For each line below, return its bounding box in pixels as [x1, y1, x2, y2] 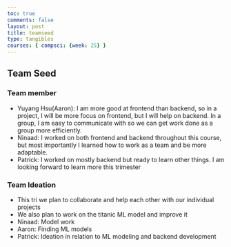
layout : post [7, 23, 45, 30]
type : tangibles [7, 36, 54, 43]
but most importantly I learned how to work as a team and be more [17, 141, 207, 149]
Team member [7, 88, 57, 98]
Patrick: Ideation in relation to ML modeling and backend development [17, 232, 217, 240]
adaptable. [17, 148, 48, 156]
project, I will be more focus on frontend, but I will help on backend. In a [17, 111, 221, 119]
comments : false [7, 17, 54, 23]
